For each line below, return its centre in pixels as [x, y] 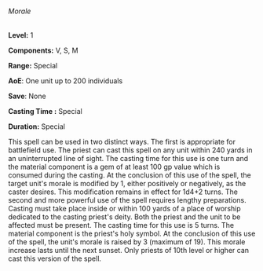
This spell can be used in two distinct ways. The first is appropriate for [122, 142]
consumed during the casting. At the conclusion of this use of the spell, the [130, 175]
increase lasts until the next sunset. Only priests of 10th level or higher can [129, 251]
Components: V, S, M [43, 50]
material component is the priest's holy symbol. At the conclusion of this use [132, 234]
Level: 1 [21, 35]
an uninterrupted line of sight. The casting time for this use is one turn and [128, 159]
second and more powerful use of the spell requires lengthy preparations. [127, 200]
